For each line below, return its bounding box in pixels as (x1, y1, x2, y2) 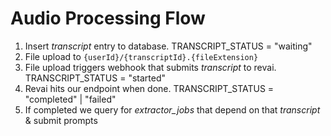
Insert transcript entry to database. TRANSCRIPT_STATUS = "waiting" (24, 40, 313, 52)
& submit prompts (24, 114, 98, 126)
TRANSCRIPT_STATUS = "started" (24, 72, 167, 84)
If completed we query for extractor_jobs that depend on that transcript (24, 103, 321, 116)
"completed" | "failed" (24, 93, 117, 105)
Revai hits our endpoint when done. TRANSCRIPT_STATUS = (24, 82, 275, 94)
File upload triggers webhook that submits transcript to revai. (24, 61, 277, 73)
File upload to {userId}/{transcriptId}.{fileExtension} (24, 50, 259, 62)
